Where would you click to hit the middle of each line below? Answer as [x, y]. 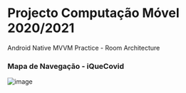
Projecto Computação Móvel [93, 13]
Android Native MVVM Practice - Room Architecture [84, 48]
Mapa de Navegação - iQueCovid [66, 66]
